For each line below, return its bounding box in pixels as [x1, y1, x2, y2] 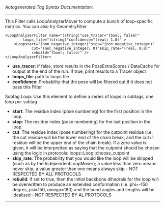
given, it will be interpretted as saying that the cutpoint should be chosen [12, 145, 160, 150]
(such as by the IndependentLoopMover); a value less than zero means [12, 161, 157, 166]
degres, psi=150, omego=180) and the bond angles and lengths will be [12, 187, 155, 192]
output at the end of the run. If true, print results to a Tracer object [12, 68, 146, 74]
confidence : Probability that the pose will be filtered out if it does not [12, 79, 152, 85]
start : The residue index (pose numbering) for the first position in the [12, 108, 152, 114]
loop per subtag [5, 99, 37, 105]
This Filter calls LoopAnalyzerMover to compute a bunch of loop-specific [5, 18, 153, 24]
